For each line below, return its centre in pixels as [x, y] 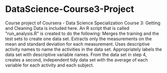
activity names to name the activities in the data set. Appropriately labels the [84, 49]
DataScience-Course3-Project [70, 9]
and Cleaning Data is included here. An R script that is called [67, 28]
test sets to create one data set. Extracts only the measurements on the [79, 39]
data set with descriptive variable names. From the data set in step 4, [76, 54]
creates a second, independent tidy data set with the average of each [77, 60]
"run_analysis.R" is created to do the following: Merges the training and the [82, 33]
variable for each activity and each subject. [50, 65]
